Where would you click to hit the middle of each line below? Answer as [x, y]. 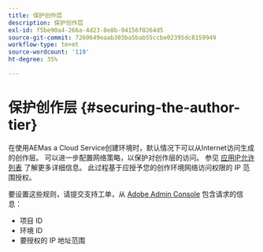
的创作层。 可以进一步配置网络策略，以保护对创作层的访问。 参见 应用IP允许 [131, 157]
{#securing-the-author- [160, 108]
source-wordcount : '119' [49, 52]
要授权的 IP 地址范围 [52, 240]
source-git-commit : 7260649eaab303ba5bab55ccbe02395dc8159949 [112, 37]
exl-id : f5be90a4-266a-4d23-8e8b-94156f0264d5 [86, 30]
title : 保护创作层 [35, 15]
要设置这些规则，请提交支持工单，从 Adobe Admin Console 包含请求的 [122, 194]
